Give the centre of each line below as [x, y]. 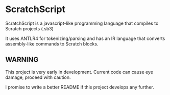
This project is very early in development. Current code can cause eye [79, 72]
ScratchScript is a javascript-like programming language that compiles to [82, 23]
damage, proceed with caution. [38, 77]
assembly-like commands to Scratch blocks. [52, 43]
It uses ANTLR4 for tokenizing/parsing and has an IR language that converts [85, 38]
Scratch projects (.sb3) [29, 28]
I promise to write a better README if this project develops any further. [80, 87]
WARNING [22, 60]
